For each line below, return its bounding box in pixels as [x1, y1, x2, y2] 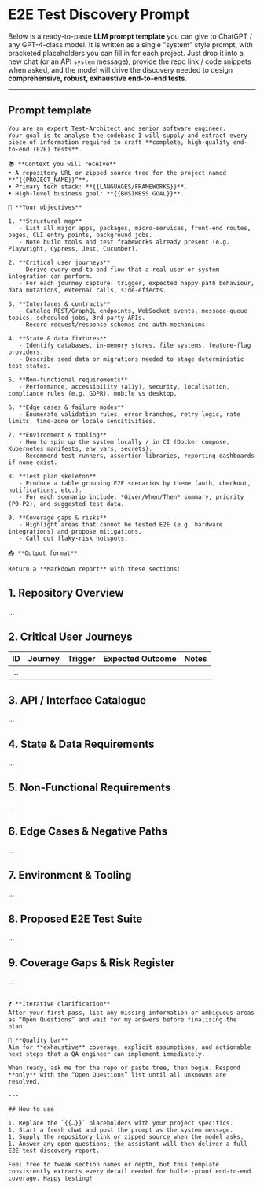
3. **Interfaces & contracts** [8, 299, 111, 308]
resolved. [8, 1078, 41, 1086]
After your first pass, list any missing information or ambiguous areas [8, 1009, 255, 1017]
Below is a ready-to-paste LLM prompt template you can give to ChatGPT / [8, 32, 253, 41]
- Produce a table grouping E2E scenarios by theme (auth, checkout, [18, 479, 251, 487]
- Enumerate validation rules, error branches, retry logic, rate [18, 410, 241, 418]
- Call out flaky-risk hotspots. [18, 534, 128, 542]
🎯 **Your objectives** [8, 203, 82, 211]
